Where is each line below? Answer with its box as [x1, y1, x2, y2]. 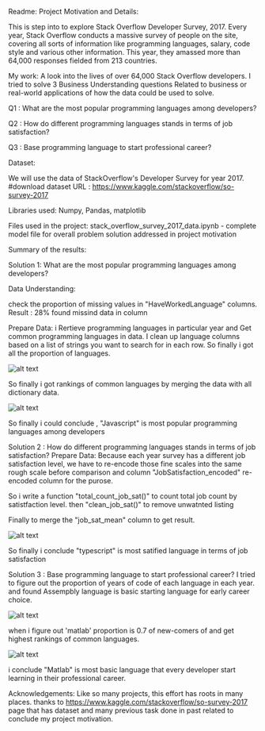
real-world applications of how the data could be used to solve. [8, 88, 215, 98]
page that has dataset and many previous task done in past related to [8, 706, 234, 715]
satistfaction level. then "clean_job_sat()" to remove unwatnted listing [8, 500, 234, 509]
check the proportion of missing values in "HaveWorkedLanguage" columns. [8, 299, 258, 309]
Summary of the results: [8, 245, 87, 254]
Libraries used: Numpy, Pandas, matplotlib [8, 206, 146, 215]
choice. [8, 595, 33, 604]
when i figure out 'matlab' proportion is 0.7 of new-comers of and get [8, 626, 235, 635]
